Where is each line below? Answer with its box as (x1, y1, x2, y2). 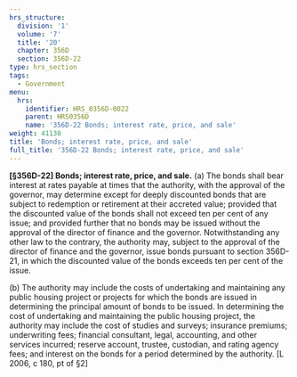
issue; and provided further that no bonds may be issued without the (9, 217, 261, 228)
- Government (17, 79, 66, 88)
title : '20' (17, 37, 62, 47)
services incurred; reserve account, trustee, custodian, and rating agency (9, 339, 279, 349)
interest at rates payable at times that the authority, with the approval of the (9, 179, 285, 190)
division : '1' (17, 21, 69, 30)
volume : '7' (17, 29, 62, 38)
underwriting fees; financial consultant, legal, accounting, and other (9, 329, 258, 340)
